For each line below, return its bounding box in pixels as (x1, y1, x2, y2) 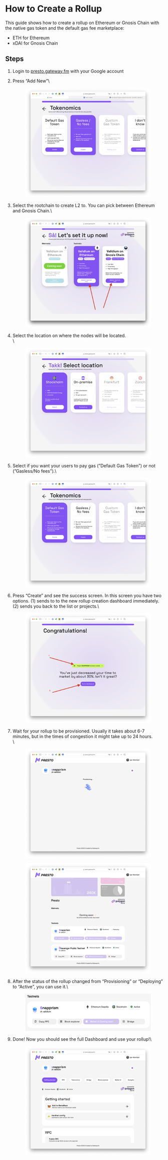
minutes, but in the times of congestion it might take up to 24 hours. (12, 733, 153, 739)
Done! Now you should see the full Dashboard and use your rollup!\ (12, 1036, 152, 1042)
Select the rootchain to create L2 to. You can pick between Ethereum (12, 202, 155, 209)
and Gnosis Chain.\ (12, 208, 52, 214)
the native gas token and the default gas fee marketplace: (5, 25, 124, 31)
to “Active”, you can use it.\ (12, 984, 69, 990)
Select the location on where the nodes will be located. (12, 333, 126, 339)
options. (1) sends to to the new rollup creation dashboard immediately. (12, 598, 159, 604)
